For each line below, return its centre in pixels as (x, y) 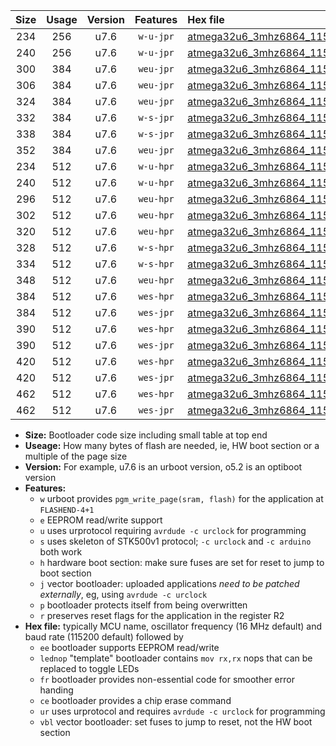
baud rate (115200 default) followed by (104, 637)
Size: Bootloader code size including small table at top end (146, 435)
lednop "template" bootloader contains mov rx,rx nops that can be (176, 658)
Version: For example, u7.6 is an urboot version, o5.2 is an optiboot (163, 467)
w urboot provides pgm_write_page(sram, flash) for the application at (181, 498)
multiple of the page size (76, 456)
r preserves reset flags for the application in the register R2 (162, 615)
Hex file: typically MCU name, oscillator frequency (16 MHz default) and (173, 626)
